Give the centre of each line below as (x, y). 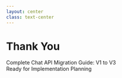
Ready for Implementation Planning (49, 69)
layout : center (25, 12)
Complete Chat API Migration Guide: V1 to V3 (61, 63)
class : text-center (30, 17)
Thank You (33, 46)
